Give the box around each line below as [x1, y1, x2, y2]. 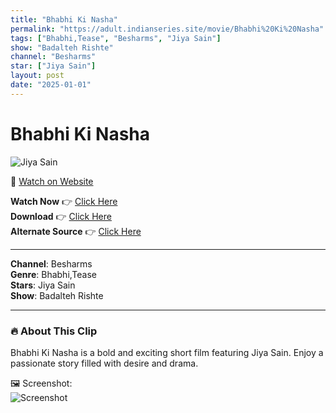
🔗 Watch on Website [10, 175, 94, 187]
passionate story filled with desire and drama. [10, 357, 199, 369]
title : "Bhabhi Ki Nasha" [10, 14, 118, 25]
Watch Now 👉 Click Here [10, 195, 118, 207]
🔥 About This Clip [10, 324, 98, 338]
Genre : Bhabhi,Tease [10, 268, 97, 280]
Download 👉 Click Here [10, 210, 112, 222]
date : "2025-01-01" [10, 80, 92, 90]
